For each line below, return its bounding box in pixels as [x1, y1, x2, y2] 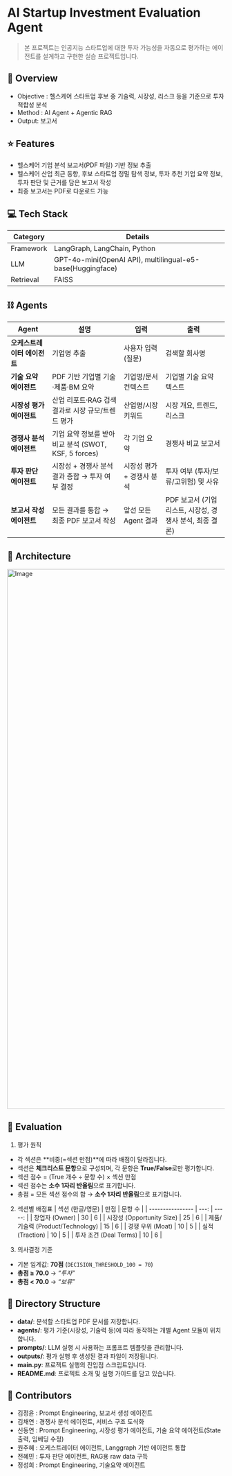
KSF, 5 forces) [52, 449, 99, 458]
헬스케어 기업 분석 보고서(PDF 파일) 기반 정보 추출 [17, 161, 152, 169]
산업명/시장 [123, 401, 159, 410]
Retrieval [10, 275, 39, 285]
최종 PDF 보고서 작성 [52, 516, 116, 526]
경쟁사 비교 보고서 [165, 439, 221, 449]
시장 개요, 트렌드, [165, 401, 217, 410]
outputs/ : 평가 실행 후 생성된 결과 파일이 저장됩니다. [17, 1352, 159, 1360]
